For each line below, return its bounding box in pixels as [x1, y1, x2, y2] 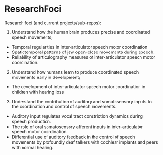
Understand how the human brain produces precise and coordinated [11, 29, 150, 35]
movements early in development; [11, 74, 80, 80]
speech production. [11, 118, 51, 124]
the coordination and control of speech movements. [11, 103, 116, 109]
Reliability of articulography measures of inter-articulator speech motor [11, 54, 155, 60]
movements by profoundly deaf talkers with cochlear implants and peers [11, 139, 158, 145]
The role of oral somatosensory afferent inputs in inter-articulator [11, 124, 143, 129]
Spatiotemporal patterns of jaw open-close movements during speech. [11, 49, 155, 55]
